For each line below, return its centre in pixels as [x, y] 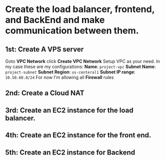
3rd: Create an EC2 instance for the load [69, 110]
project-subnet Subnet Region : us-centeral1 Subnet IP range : [70, 72]
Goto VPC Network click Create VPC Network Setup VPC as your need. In [82, 61]
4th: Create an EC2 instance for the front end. [78, 135]
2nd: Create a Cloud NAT [45, 93]
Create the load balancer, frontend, [80, 9]
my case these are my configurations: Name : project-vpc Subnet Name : [80, 67]
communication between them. [72, 31]
